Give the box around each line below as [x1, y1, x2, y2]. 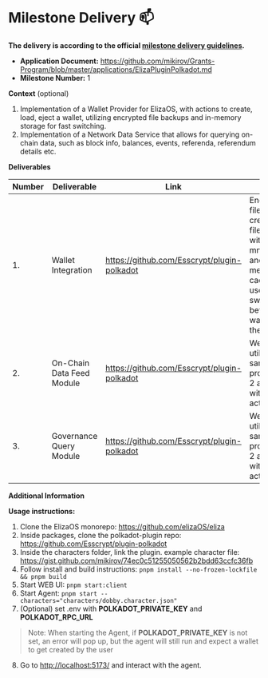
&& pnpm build [19, 572, 67, 580]
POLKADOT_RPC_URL [19, 612, 93, 622]
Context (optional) [8, 88, 69, 98]
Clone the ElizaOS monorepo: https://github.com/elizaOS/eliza [19, 521, 225, 531]
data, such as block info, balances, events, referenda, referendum [39, 138, 257, 147]
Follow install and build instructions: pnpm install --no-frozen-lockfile [19, 564, 258, 574]
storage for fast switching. [19, 121, 107, 130]
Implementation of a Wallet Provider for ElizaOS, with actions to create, [19, 104, 253, 114]
